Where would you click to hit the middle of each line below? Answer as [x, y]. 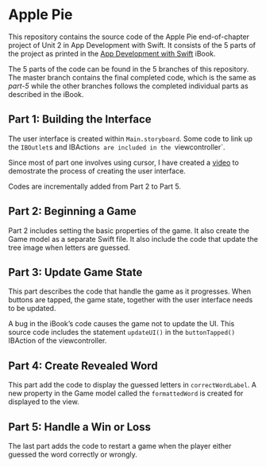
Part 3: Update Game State [75, 272]
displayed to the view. [44, 402]
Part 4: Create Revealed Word [83, 366]
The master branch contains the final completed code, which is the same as [132, 77]
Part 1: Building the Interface [80, 120]
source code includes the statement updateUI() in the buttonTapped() [122, 333]
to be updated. [32, 309]
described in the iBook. [46, 94]
